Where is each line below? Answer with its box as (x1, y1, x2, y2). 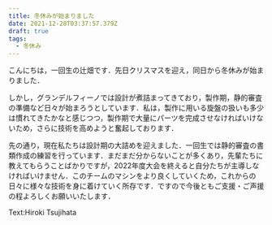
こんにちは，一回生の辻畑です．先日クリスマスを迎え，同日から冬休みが (8, 66, 250, 76)
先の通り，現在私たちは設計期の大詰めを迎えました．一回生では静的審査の (8, 141, 257, 150)
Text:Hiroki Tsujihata (8, 208, 77, 218)
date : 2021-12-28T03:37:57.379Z (8, 19, 118, 28)
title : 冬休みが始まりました (8, 11, 95, 20)
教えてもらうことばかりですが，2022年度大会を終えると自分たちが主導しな (8, 161, 260, 171)
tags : (8, 34, 27, 43)
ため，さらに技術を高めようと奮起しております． (15, 123, 179, 133)
